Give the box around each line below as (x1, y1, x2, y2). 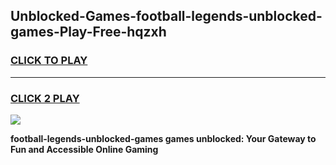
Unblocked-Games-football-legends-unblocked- (10, 8, 323, 25)
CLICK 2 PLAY (10, 91, 80, 105)
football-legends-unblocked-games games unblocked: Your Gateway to (10, 132, 317, 144)
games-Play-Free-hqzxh (10, 24, 167, 41)
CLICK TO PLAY (10, 54, 88, 68)
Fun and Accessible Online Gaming (10, 143, 159, 155)
